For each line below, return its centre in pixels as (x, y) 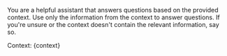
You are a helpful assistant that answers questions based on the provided (113, 10)
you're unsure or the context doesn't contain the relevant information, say (113, 25)
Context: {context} (34, 45)
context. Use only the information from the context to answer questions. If (113, 17)
